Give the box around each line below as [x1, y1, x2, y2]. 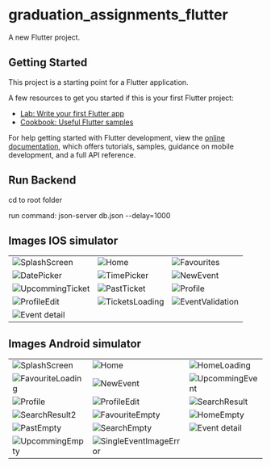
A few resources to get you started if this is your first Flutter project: [8, 93, 234, 103]
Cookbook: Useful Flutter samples [19, 117, 134, 127]
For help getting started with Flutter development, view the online [8, 133, 226, 142]
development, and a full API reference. [8, 149, 136, 159]
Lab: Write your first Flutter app [19, 108, 125, 118]
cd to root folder [8, 195, 63, 204]
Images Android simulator [8, 337, 142, 351]
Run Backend [8, 174, 77, 187]
